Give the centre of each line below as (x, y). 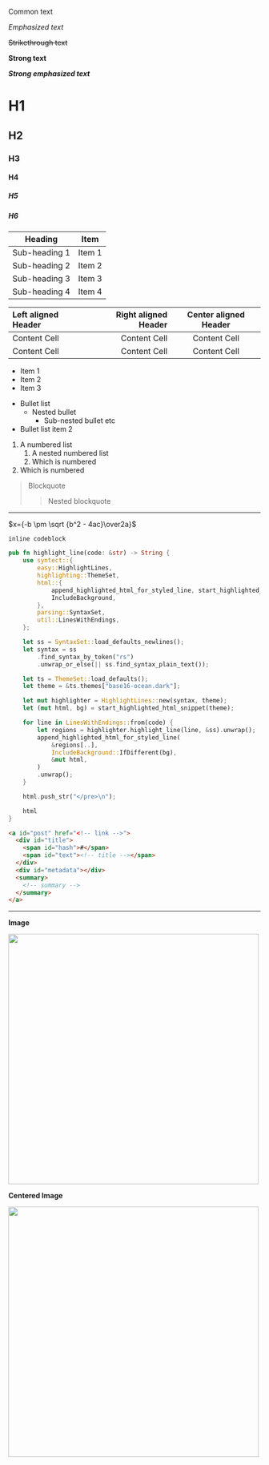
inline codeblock (37, 539)
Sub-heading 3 (41, 279)
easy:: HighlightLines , (75, 568)
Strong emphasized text (49, 74)
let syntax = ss (50, 649)
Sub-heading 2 (41, 266)
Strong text (27, 58)
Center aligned (216, 315)
